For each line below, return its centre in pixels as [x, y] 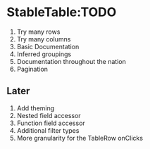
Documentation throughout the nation [71, 61]
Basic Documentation [48, 46]
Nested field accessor [49, 115]
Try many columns [44, 39]
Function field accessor [51, 123]
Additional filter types [48, 130]
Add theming [36, 108]
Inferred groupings [44, 54]
